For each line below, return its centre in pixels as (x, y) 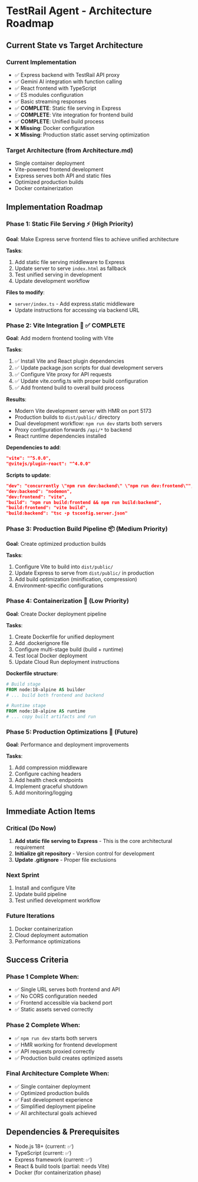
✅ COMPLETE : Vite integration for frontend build (74, 115)
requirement (29, 847)
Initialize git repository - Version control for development (85, 853)
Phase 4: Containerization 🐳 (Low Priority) (68, 601)
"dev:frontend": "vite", (37, 497)
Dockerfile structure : (32, 673)
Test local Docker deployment (51, 655)
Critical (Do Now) (31, 828)
